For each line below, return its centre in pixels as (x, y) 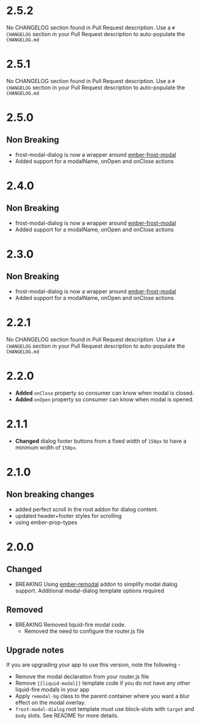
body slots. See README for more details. (67, 716)
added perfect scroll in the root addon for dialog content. (87, 509)
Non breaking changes (50, 494)
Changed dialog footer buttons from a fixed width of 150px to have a (101, 441)
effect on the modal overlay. (50, 702)
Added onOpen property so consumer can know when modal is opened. (104, 399)
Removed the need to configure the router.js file (84, 631)
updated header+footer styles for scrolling (68, 516)
